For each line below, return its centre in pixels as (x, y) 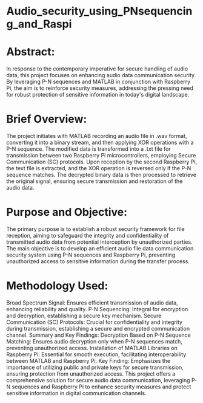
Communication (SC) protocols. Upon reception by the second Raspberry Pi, (102, 162)
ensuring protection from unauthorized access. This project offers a (91, 374)
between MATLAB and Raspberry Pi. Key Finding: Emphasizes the (88, 360)
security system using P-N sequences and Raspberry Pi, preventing (91, 255)
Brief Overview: (47, 119)
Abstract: (31, 52)
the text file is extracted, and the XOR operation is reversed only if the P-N (99, 168)
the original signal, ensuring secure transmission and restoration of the (95, 181)
